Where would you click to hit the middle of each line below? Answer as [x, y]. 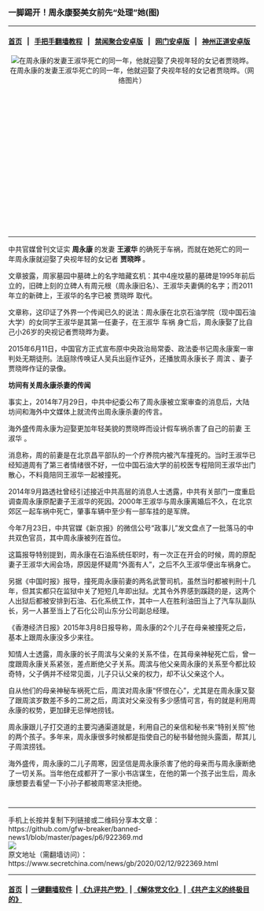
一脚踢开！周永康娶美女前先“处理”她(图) [84, 12]
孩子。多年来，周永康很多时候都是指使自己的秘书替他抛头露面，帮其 [139, 736]
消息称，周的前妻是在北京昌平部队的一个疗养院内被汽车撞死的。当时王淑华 [128, 455]
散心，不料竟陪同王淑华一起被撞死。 [67, 474]
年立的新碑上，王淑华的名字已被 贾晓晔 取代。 [82, 295]
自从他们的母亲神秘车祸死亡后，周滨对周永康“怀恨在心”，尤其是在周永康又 [128, 690]
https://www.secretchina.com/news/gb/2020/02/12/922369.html [113, 863]
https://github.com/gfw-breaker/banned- [75, 828]
